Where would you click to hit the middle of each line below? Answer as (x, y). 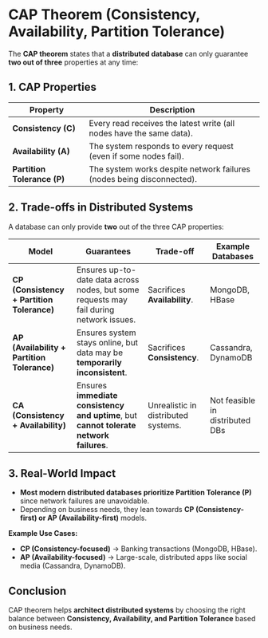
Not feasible (233, 400)
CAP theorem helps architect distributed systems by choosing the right (127, 610)
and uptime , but (107, 415)
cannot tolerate (106, 425)
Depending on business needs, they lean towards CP (107, 510)
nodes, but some (108, 289)
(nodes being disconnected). (143, 179)
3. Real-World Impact (62, 473)
